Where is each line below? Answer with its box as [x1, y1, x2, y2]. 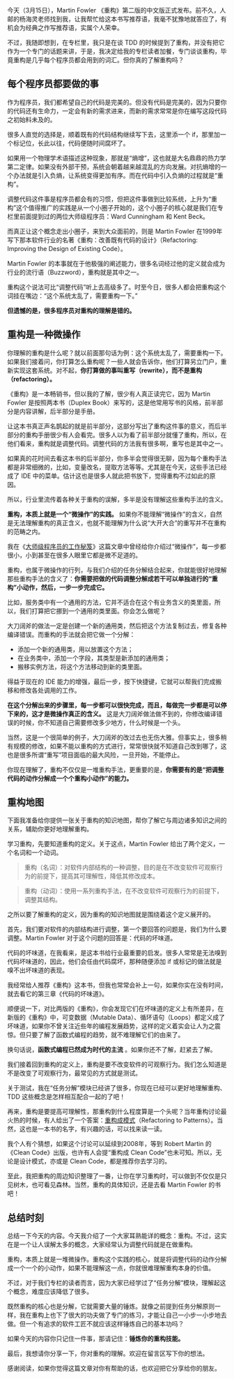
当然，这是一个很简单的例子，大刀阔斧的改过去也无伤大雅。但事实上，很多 [7, 733, 221, 741]
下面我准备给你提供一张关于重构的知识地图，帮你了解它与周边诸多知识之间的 [7, 816, 227, 824]
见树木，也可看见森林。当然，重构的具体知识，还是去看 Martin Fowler [7, 1181, 208, 1189]
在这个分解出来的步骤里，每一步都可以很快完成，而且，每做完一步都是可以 [7, 700, 221, 709]
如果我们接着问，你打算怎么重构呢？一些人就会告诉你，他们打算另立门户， [7, 357, 221, 366]
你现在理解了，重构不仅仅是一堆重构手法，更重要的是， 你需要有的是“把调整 [7, 765, 224, 774]
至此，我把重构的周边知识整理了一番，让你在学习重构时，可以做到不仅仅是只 [7, 1172, 227, 1180]
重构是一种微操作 [7, 329, 81, 340]
